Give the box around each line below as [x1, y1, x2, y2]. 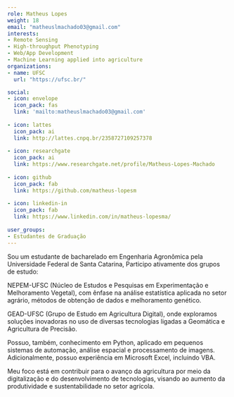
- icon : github [7, 173, 52, 181]
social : [7, 89, 30, 96]
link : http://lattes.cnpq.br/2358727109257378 [13, 135, 152, 142]
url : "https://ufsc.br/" [13, 75, 86, 83]
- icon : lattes [7, 121, 52, 128]
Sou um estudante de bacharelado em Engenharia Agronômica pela [7, 252, 204, 261]
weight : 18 [7, 17, 39, 24]
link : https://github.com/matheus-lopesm [13, 187, 137, 194]
